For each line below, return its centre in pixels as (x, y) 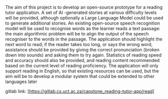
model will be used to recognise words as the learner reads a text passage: (83, 28)
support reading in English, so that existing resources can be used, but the (82, 71)
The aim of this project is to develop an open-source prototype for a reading (84, 7)
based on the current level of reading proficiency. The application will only (82, 65)
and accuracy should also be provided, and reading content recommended (82, 60)
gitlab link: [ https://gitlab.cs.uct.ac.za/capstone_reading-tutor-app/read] (80, 91)
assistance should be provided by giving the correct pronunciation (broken (82, 50)
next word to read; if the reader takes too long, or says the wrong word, (79, 44)
